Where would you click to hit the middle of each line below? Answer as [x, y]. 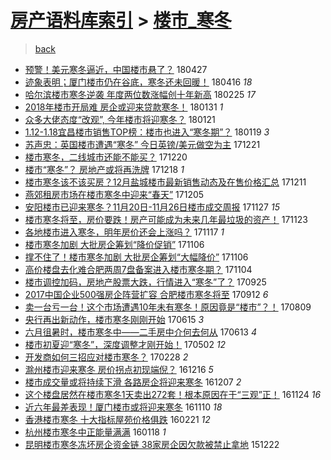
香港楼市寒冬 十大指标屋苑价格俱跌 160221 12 [117, 419]
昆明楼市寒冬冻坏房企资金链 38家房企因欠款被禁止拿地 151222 [152, 444]
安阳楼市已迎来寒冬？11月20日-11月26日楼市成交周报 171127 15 [152, 207]
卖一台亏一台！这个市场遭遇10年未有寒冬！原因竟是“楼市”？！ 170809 [168, 307]
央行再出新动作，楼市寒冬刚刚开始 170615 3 [114, 319]
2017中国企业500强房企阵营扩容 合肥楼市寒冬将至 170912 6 [146, 294]
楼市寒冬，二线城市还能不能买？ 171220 [106, 157]
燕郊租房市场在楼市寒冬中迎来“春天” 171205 [114, 194]
